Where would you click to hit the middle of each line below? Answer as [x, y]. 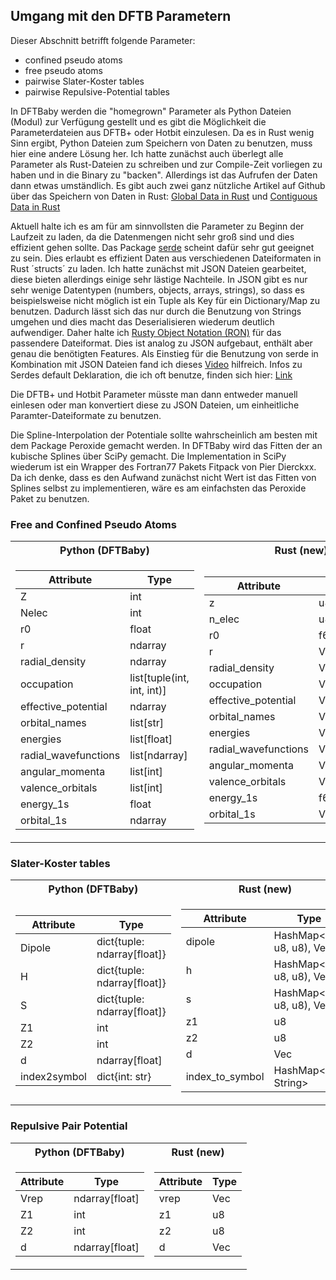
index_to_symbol [225, 1077]
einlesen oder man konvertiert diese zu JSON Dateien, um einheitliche [155, 405]
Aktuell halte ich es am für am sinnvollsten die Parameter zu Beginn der [157, 226]
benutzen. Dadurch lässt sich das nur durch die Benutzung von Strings [156, 311]
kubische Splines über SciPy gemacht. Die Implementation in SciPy [148, 456]
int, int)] [148, 691]
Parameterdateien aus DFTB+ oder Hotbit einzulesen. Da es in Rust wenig [162, 132]
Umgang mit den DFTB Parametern [121, 16]
